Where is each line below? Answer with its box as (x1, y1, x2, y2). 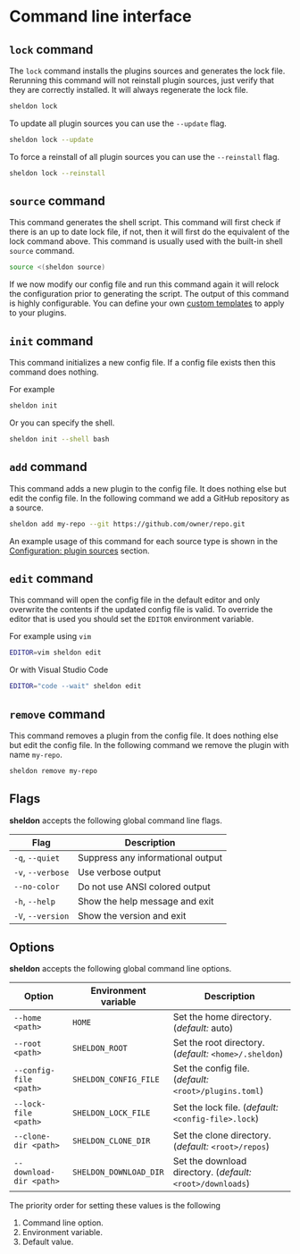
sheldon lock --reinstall (9, 168, 105, 178)
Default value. (21, 1236, 74, 1248)
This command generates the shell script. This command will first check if (9, 217, 281, 228)
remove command (9, 706, 105, 721)
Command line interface (9, 6, 192, 27)
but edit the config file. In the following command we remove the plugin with (9, 739, 289, 750)
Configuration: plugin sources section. (9, 545, 150, 556)
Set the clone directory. (172, 1129, 271, 1141)
